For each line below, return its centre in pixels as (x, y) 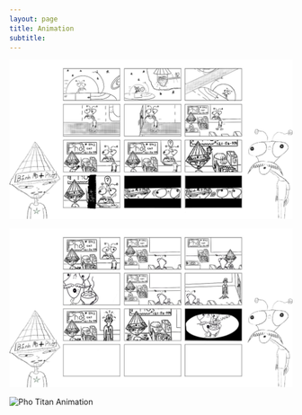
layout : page (34, 19)
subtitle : (28, 38)
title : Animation (42, 28)
